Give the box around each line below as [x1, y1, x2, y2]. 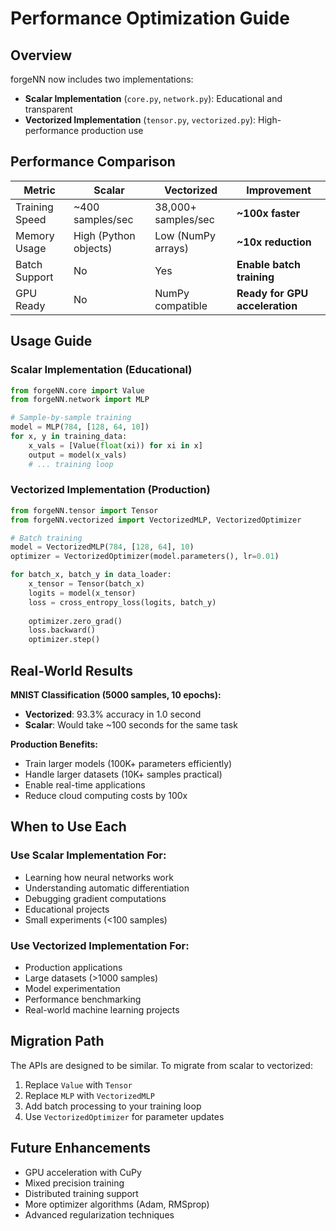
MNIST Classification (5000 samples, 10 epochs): [10, 688, 222, 701]
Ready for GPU [236, 286, 309, 300]
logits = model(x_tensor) [28, 588, 137, 598]
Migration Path [10, 1033, 105, 1050]
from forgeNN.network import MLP [10, 395, 150, 405]
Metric [23, 183, 56, 197]
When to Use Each [10, 818, 127, 836]
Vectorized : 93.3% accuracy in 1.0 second [24, 708, 202, 720]
